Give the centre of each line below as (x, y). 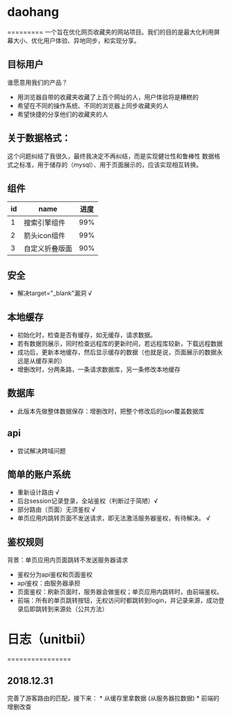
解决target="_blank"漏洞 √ (54, 293)
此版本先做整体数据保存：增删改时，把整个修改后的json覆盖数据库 (111, 411)
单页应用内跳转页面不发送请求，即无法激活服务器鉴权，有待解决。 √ (113, 518)
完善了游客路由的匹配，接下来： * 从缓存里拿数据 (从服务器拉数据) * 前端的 (113, 698)
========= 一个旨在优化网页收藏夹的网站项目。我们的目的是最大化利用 (111, 32)
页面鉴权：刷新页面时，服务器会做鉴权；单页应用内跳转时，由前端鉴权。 (120, 592)
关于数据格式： (39, 138)
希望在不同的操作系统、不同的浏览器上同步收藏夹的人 (93, 105)
